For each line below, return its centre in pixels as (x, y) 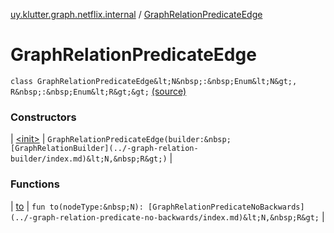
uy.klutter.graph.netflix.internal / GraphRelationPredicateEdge (136, 14)
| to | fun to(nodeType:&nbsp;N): (77, 206)
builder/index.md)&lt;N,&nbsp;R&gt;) (89, 159)
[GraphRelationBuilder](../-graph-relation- (104, 149)
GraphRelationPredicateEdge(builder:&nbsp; (139, 140)
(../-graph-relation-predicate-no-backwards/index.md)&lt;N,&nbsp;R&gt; (165, 217)
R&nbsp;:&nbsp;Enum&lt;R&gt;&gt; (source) (98, 91)
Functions (35, 184)
